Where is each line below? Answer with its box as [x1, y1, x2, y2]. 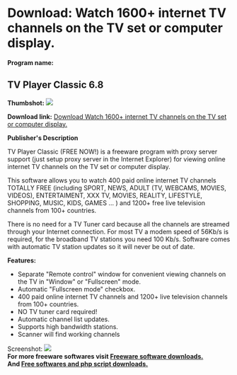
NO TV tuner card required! [17, 307, 98, 316]
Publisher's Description [7, 133, 79, 142]
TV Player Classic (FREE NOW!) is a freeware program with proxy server [7, 147, 218, 156]
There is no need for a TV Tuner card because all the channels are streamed [7, 219, 230, 228]
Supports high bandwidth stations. [17, 322, 119, 330]
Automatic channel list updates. [17, 315, 110, 323]
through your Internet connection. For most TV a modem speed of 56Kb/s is [7, 227, 229, 236]
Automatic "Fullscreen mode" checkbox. [17, 284, 136, 293]
